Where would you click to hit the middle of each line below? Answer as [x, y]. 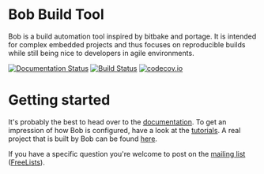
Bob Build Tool [56, 15]
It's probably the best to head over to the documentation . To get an [117, 122]
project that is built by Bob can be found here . [83, 139]
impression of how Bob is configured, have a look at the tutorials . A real [124, 130]
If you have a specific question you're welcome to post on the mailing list [127, 154]
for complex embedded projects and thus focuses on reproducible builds [127, 44]
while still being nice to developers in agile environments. [102, 53]
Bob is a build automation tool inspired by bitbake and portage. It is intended [132, 36]
